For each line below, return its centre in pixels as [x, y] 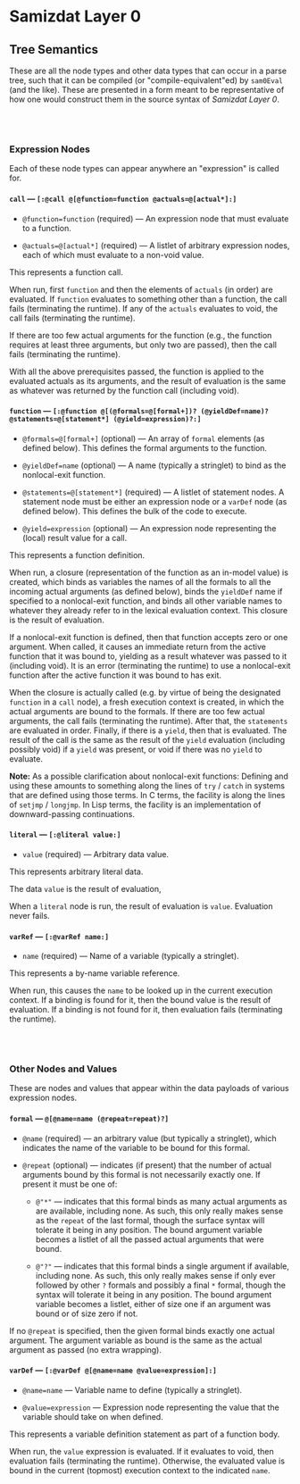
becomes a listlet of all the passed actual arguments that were [150, 1239]
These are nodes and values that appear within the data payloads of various [149, 1088]
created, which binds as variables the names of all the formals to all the [140, 581]
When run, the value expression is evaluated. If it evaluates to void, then [142, 1451]
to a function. [46, 228]
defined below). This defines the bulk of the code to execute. [134, 511]
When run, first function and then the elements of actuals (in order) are [142, 289]
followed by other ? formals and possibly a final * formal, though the [160, 1285]
